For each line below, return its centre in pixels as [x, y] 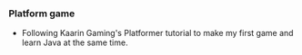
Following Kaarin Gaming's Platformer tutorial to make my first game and [157, 33]
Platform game [42, 14]
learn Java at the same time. [75, 42]
